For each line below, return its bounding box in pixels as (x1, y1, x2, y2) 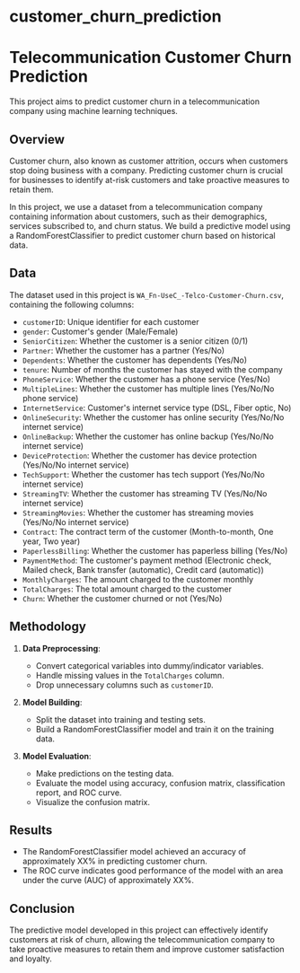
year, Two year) (22, 536, 81, 547)
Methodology (9, 619, 87, 635)
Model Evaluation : (22, 750, 92, 761)
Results (9, 822, 53, 837)
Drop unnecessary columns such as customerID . (35, 679, 214, 690)
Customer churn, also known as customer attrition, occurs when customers (9, 155, 289, 166)
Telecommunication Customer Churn (9, 48, 292, 68)
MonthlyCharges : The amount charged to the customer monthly (22, 574, 254, 584)
